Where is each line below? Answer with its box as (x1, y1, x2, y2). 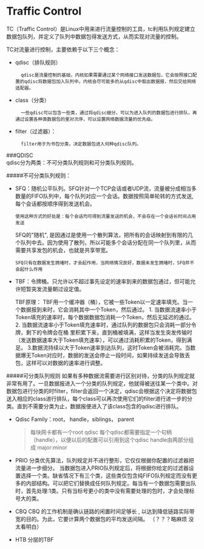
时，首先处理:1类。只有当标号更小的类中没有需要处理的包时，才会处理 (15, 487, 189, 494)
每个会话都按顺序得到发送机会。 (15, 200, 95, 207)
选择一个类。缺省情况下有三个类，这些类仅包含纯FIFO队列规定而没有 (20, 472, 192, 479)
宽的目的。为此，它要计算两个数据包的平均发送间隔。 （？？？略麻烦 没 (15, 515, 194, 522)
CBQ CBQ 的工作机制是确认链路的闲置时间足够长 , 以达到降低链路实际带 (15, 508, 195, 515)
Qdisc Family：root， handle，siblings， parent (15, 416, 135, 423)
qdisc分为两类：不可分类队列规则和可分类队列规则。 (6, 158, 137, 166)
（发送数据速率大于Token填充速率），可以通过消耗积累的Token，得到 (15, 336, 187, 344)
